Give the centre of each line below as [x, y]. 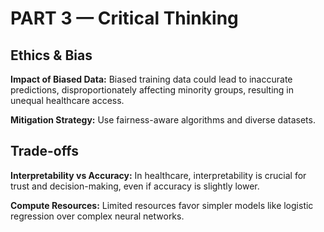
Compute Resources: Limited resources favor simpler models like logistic [162, 205]
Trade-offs [44, 151]
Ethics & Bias [51, 55]
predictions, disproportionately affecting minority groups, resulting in [152, 90]
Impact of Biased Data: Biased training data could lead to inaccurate [151, 79]
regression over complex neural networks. [97, 216]
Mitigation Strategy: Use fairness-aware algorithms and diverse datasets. [163, 120]
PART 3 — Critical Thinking [124, 18]
